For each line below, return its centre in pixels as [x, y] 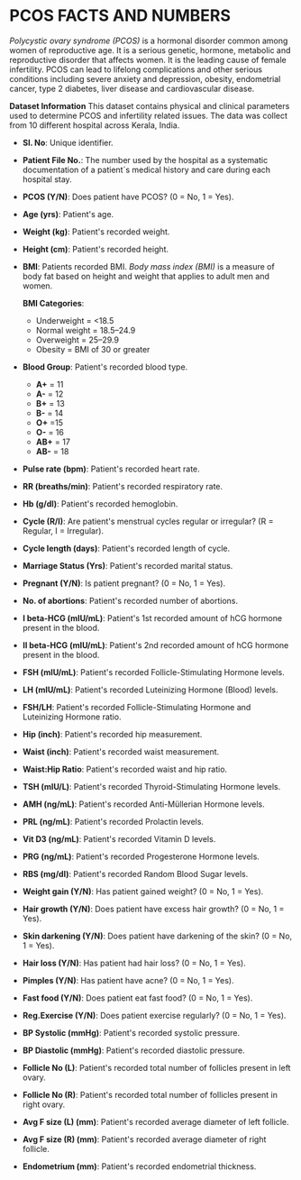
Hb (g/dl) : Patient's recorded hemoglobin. [100, 503]
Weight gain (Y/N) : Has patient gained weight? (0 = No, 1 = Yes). [143, 891]
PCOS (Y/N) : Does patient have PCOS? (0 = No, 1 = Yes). [128, 197]
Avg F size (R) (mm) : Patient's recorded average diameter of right [144, 1139]
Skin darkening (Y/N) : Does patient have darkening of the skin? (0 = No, [157, 936]
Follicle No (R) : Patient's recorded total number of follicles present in [150, 1094]
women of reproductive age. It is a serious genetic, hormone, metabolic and [150, 50]
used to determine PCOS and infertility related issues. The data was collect [149, 115]
